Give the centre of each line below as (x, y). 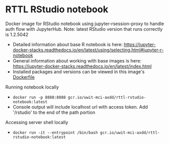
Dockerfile (24, 77)
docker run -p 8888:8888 (39, 97)
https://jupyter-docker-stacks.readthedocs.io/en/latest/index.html (82, 66)
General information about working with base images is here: (77, 60)
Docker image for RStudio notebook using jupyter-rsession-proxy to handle (85, 24)
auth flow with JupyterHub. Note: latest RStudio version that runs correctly (84, 29)
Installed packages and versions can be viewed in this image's (79, 71)
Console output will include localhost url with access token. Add (80, 107)
